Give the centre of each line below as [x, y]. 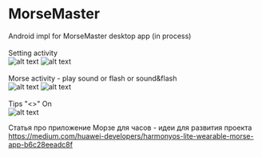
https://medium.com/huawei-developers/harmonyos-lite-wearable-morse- [131, 135]
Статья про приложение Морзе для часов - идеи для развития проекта [130, 128]
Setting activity [33, 53]
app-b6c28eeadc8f [41, 144]
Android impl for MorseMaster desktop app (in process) [100, 36]
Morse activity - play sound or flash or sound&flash [93, 78]
